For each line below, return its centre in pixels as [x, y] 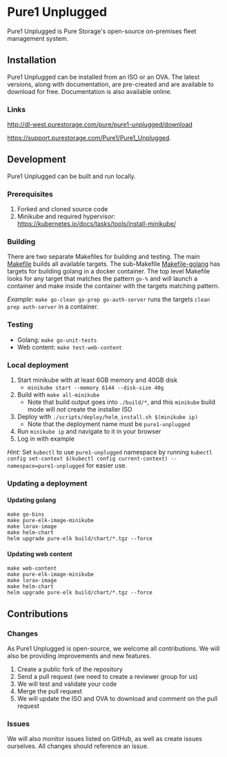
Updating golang [32, 500]
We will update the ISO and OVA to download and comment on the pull [117, 699]
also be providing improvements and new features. [79, 656]
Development [37, 160]
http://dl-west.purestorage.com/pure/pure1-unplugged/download [100, 124]
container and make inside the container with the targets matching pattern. [113, 286]
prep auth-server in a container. [53, 307]
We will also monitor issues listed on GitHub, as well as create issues [105, 739]
